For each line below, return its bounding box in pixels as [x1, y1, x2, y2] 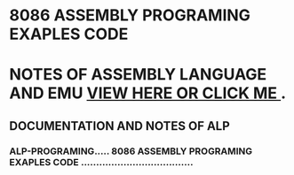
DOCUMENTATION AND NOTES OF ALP [9, 118, 231, 133]
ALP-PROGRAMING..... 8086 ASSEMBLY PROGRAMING [9, 145, 253, 157]
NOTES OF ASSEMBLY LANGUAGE [9, 65, 267, 85]
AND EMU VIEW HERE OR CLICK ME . [9, 83, 287, 103]
